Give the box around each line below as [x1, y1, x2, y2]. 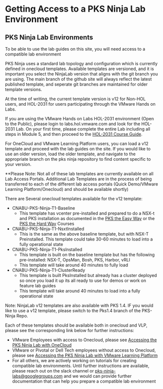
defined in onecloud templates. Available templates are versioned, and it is [5, 66, 154, 72]
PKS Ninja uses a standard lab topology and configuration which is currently [5, 61, 158, 66]
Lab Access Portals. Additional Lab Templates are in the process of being [5, 176, 152, 182]
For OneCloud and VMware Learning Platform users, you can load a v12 [5, 141, 149, 147]
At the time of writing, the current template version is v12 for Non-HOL [5, 96, 146, 102]
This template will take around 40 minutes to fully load [19, 262, 128, 268]
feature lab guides [19, 283, 56, 288]
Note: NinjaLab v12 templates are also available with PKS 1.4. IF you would [5, 303, 153, 308]
